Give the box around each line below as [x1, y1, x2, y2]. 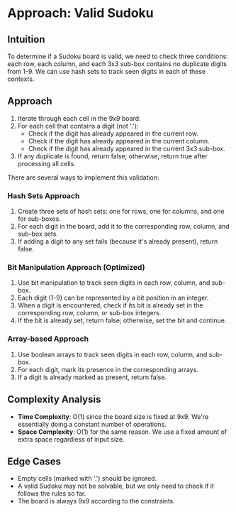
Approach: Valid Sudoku [7, 5, 154, 21]
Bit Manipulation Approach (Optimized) [7, 263, 145, 273]
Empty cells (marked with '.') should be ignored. [17, 474, 157, 483]
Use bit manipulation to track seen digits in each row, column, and [17, 278, 210, 287]
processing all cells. [17, 159, 76, 168]
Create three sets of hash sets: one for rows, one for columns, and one [17, 207, 225, 216]
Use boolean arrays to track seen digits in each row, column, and [17, 350, 208, 359]
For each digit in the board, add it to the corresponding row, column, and [17, 222, 230, 231]
